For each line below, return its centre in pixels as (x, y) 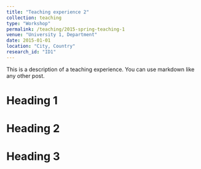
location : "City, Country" (41, 47)
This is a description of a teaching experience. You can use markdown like (100, 69)
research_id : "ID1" (31, 52)
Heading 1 (32, 100)
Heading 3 (33, 156)
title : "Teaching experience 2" (48, 12)
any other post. (26, 76)
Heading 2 (33, 129)
